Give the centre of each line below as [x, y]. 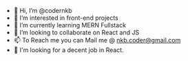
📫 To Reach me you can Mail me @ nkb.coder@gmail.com [97, 40]
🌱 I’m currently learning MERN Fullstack [70, 25]
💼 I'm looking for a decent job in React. [69, 50]
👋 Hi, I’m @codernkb [43, 11]
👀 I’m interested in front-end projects [66, 18]
